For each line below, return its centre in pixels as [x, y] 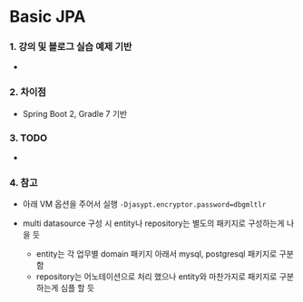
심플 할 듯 [78, 288]
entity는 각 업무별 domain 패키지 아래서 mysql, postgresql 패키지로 [156, 254]
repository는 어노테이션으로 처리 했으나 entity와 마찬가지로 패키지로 [156, 277]
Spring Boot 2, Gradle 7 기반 [75, 113]
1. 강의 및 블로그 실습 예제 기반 [71, 47]
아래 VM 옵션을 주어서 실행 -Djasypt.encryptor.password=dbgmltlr [144, 204]
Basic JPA [48, 17]
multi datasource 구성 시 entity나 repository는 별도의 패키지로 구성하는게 [153, 223]
